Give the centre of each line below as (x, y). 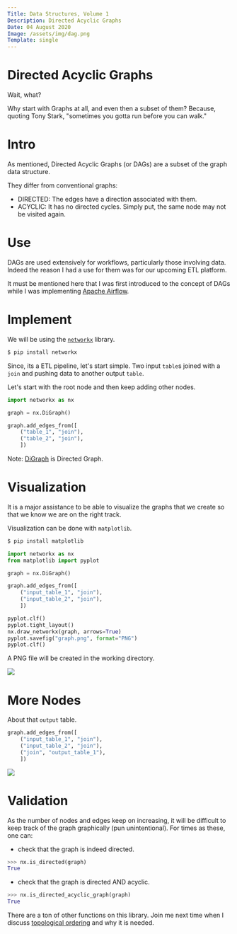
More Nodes (44, 700)
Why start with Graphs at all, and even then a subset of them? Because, (111, 109)
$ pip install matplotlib (45, 541)
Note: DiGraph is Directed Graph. (56, 459)
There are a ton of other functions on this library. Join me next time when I (116, 915)
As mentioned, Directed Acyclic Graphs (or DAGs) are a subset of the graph (117, 164)
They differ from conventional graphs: (63, 185)
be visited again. (41, 214)
